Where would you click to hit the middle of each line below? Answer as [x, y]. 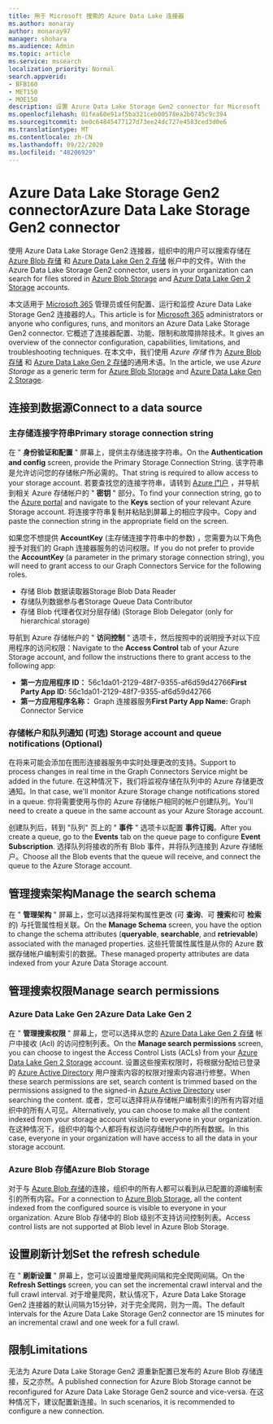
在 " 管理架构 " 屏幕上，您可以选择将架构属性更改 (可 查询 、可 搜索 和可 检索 [135, 915]
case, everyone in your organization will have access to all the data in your [133, 1138]
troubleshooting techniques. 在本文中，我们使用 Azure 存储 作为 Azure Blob [135, 352]
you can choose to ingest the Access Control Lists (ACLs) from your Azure [133, 1053]
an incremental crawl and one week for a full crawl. [94, 1322]
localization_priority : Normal [61, 69]
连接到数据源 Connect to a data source [106, 408]
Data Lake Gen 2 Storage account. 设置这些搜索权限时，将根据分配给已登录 [134, 1062]
